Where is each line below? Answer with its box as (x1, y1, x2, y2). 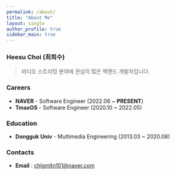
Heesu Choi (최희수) (6, 53, 65, 62)
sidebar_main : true (6, 32, 56, 38)
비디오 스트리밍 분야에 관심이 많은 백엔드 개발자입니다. (21, 68, 150, 75)
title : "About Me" (6, 15, 53, 21)
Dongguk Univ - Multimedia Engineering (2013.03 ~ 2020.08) (15, 133, 171, 140)
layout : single (6, 20, 45, 26)
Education (6, 119, 38, 127)
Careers (6, 84, 31, 92)
